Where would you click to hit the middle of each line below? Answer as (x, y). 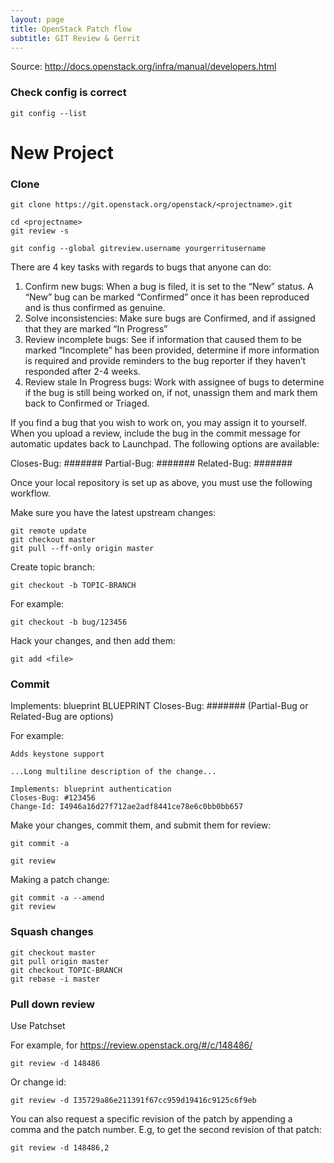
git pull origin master (60, 961)
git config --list (48, 113)
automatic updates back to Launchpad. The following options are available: (165, 444)
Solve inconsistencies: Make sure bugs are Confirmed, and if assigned (170, 318)
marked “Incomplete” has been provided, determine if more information (172, 350)
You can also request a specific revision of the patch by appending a (151, 1119)
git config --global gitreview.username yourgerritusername (138, 249)
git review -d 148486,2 (60, 1148)
